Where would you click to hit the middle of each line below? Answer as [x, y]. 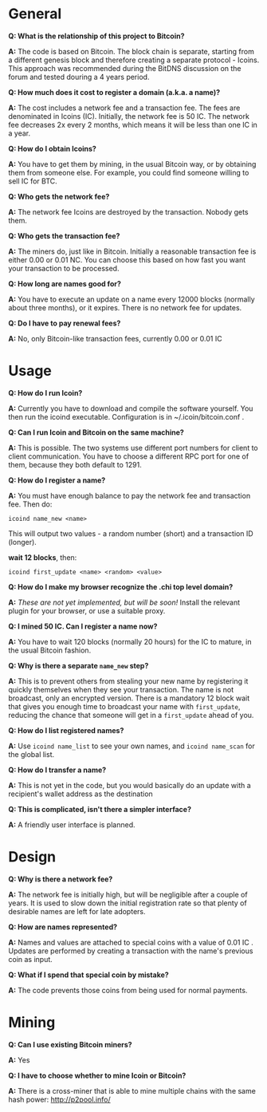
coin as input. [31, 959]
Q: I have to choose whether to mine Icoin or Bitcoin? [97, 1075]
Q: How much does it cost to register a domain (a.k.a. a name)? [114, 92]
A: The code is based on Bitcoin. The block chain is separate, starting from [132, 51]
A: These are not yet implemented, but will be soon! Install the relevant [124, 602]
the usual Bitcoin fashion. [50, 650]
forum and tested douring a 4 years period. [79, 77]
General [35, 14]
